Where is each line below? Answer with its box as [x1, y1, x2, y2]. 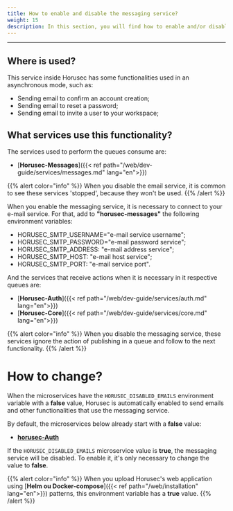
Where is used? [7, 55, 76, 66]
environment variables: [7, 217, 73, 225]
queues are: [7, 281, 42, 289]
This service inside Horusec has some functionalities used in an [7, 73, 189, 82]
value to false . [7, 461, 49, 469]
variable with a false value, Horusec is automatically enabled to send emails [7, 399, 224, 407]
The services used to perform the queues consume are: [7, 147, 166, 156]
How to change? [7, 368, 103, 384]
